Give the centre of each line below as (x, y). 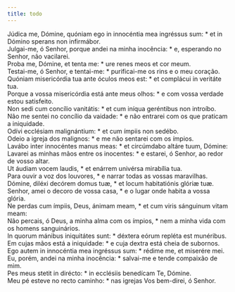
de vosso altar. (29, 161)
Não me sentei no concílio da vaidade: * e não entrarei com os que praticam (118, 116)
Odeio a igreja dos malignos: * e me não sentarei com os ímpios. (101, 139)
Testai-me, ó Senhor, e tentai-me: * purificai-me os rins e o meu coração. (114, 71)
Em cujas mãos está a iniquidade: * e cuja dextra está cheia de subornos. (114, 243)
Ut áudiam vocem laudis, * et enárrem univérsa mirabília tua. (95, 168)
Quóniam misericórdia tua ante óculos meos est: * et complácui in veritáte (114, 79)
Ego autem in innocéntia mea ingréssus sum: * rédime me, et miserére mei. (116, 250)
